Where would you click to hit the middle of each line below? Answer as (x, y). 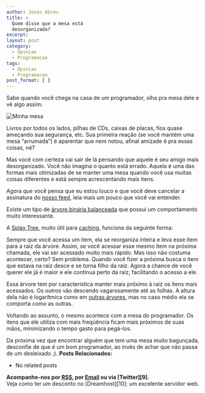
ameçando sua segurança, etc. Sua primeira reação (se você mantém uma (100, 135)
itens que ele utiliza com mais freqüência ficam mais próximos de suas (95, 322)
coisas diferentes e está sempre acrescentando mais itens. (80, 179)
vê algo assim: (24, 104)
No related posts (36, 365)
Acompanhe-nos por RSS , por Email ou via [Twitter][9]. (78, 377)
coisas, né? (20, 148)
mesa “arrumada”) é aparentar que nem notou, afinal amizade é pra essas (99, 141)
